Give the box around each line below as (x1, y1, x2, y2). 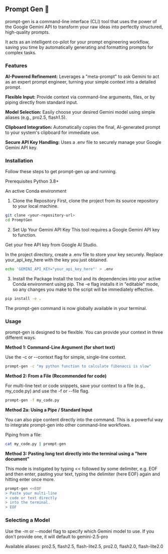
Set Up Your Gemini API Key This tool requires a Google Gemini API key (12, 227, 160, 233)
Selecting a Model (5, 517, 50, 524)
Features (5, 62, 28, 69)
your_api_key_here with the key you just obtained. (5, 257, 108, 263)
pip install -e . (5, 296, 42, 301)
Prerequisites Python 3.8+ (5, 178, 59, 184)
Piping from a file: (5, 431, 42, 438)
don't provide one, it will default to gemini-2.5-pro (5, 533, 108, 539)
